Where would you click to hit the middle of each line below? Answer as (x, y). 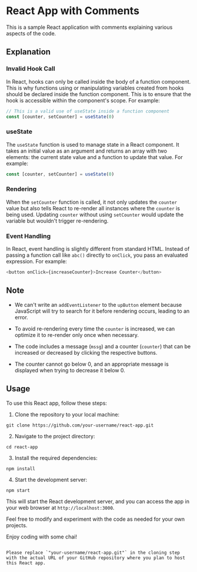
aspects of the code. (31, 33)
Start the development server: (51, 480)
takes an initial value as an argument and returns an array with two (87, 151)
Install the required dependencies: (56, 458)
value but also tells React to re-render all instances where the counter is (93, 208)
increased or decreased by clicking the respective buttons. (86, 352)
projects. (17, 525)
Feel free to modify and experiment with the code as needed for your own (96, 519)
